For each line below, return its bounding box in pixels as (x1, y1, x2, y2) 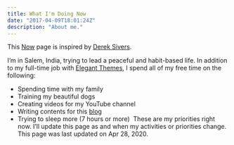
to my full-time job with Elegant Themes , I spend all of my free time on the (7, 64, 222, 72)
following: (7, 71, 36, 80)
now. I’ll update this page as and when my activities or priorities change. (17, 122, 227, 131)
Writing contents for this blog (17, 107, 102, 116)
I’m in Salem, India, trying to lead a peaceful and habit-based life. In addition (7, 56, 228, 65)
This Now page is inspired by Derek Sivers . (7, 43, 132, 51)
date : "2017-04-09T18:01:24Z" (7, 17, 96, 24)
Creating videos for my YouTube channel (17, 100, 136, 108)
